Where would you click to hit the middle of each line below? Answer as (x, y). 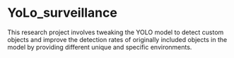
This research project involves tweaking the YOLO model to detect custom (116, 32)
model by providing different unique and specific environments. (100, 47)
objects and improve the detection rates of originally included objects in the (117, 39)
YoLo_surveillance (63, 13)
